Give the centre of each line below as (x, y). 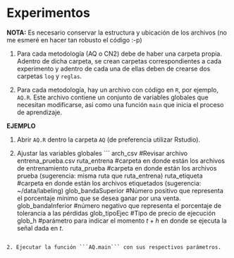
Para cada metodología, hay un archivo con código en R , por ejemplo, (118, 90)
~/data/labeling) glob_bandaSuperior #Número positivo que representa (120, 190)
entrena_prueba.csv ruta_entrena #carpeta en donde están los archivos (121, 161)
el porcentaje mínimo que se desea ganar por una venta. (99, 198)
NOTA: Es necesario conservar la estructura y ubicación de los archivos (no (117, 32)
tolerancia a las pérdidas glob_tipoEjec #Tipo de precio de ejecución (116, 213)
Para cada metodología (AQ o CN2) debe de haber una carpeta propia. (119, 54)
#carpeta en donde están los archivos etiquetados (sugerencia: (109, 183)
